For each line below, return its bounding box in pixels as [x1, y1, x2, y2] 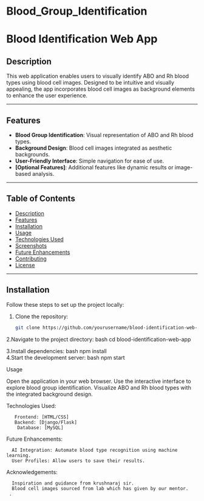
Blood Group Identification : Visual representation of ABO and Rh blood [15, 131, 194, 138]
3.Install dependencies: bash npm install [6, 347, 107, 354]
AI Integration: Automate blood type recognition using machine [12, 447, 178, 453]
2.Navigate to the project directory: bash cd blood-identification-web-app [6, 335, 191, 343]
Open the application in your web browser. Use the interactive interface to [6, 377, 191, 385]
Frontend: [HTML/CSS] [14, 414, 69, 420]
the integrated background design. [6, 390, 93, 398]
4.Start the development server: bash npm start [6, 354, 126, 361]
